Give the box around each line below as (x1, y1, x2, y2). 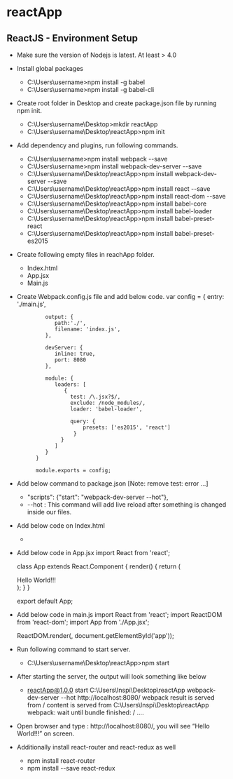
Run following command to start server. (16, 645, 131, 653)
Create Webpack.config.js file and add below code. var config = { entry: (16, 293, 225, 300)
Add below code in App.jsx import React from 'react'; (16, 549, 171, 557)
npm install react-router (27, 757, 96, 765)
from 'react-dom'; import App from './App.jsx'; (16, 618, 150, 626)
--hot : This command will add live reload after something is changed (27, 500, 227, 509)
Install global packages (16, 65, 83, 72)
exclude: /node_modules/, (70, 399, 146, 406)
